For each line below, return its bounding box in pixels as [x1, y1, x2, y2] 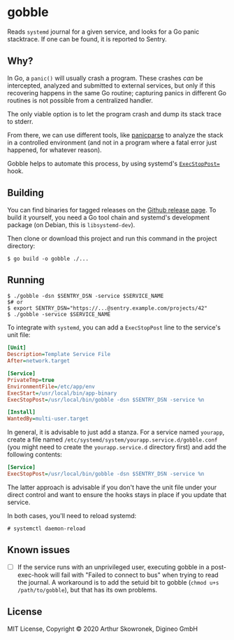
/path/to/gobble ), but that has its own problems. [17, 585, 158, 594]
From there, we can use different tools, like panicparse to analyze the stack [7, 130, 224, 139]
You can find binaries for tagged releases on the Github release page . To [7, 205, 217, 214]
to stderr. [7, 117, 34, 125]
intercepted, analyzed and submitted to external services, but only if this [7, 81, 216, 90]
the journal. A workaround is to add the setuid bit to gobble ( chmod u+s [17, 578, 219, 586]
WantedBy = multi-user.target [7, 415, 89, 423]
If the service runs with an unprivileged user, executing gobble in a [17, 562, 210, 571]
